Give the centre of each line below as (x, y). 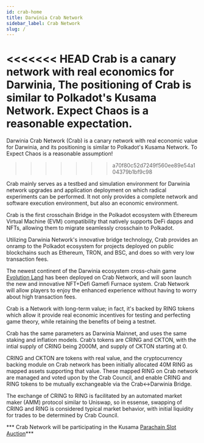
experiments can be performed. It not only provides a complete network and (102, 197)
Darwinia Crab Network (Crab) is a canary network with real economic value (102, 141)
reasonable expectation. (69, 124)
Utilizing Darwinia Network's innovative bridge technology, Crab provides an (102, 240)
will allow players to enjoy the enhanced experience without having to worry (102, 291)
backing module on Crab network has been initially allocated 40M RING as (100, 365)
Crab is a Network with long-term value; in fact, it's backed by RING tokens (100, 309)
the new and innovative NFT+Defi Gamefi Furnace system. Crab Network (98, 284)
